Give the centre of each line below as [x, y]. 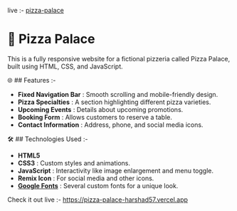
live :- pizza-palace [36, 10]
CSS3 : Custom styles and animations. [74, 163]
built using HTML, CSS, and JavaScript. [65, 66]
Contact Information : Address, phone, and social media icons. [110, 125]
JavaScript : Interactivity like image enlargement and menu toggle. [116, 170]
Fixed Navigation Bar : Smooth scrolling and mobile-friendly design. [118, 94]
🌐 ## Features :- [32, 80]
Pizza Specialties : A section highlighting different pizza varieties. [114, 102]
